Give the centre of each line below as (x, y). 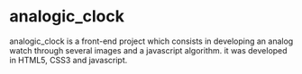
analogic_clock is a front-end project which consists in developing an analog (151, 41)
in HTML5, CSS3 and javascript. (69, 60)
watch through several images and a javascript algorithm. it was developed (148, 50)
